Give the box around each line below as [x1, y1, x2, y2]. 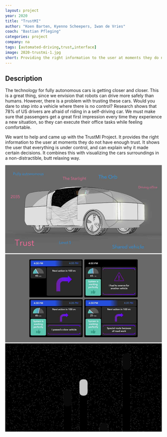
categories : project [5, 34, 48, 39]
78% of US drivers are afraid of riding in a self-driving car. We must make [5, 108, 156, 114]
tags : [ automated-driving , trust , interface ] [5, 45, 97, 50]
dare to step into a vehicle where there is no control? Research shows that [5, 103, 157, 109]
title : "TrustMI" [5, 18, 41, 23]
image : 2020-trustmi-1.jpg [5, 50, 61, 55]
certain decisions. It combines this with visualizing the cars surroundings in [5, 150, 159, 156]
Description [5, 74, 42, 83]
